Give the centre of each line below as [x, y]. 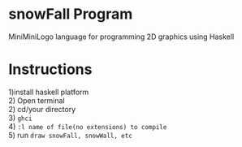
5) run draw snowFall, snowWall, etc [70, 135]
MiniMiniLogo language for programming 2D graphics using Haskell [121, 37]
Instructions [50, 69]
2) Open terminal [37, 100]
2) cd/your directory [42, 109]
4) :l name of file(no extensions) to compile [88, 126]
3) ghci [20, 118]
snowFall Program [71, 14]
